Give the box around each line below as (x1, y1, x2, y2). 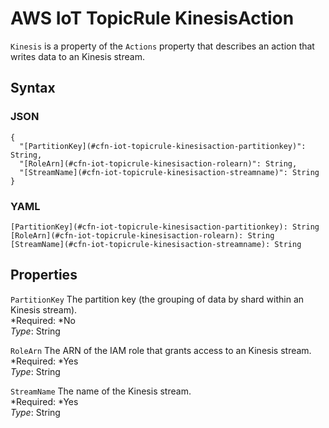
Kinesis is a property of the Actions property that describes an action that (10, 40, 315, 52)
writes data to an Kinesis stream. (10, 50, 145, 62)
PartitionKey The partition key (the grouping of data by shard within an (10, 293, 305, 305)
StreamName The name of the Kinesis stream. (10, 385, 192, 397)
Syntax (10, 80, 56, 97)
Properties (10, 267, 78, 284)
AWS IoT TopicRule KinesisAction (10, 7, 295, 30)
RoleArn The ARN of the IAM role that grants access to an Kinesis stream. (10, 344, 312, 356)
